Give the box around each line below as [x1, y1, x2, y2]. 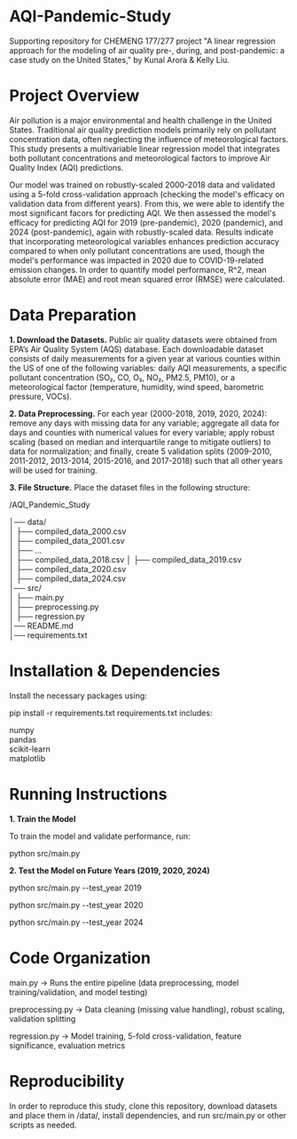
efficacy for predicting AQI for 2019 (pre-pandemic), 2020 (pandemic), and [9, 217, 284, 227]
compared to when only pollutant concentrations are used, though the [9, 245, 265, 256]
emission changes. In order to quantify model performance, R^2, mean [9, 264, 268, 275]
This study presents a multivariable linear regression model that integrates [9, 143, 281, 154]
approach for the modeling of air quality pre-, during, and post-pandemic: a [9, 44, 285, 55]
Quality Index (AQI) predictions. [9, 162, 124, 172]
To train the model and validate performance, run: [9, 831, 191, 841]
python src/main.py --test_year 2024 [9, 917, 144, 928]
